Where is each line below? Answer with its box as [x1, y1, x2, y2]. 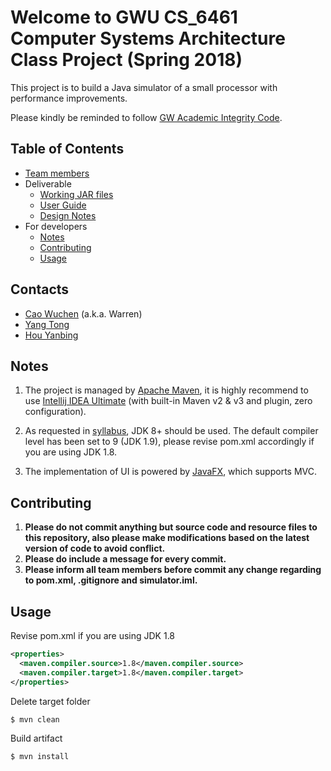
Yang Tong [24, 318, 70, 330]
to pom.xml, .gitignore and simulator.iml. [24, 574, 198, 586]
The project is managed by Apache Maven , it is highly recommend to [24, 384, 309, 396]
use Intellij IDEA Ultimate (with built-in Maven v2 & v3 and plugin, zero [24, 395, 313, 407]
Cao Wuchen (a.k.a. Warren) [24, 307, 143, 320]
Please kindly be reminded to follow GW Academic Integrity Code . [10, 111, 283, 123]
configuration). [24, 406, 87, 418]
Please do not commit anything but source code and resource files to [24, 521, 318, 533]
